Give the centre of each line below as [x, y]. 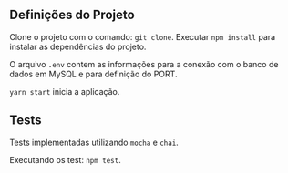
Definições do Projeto [72, 15]
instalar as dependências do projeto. [78, 46]
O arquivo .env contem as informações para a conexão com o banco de [144, 64]
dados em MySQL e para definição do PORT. [93, 74]
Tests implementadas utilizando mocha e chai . [94, 142]
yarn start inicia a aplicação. [65, 91]
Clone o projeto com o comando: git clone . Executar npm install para [143, 36]
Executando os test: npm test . [65, 159]
